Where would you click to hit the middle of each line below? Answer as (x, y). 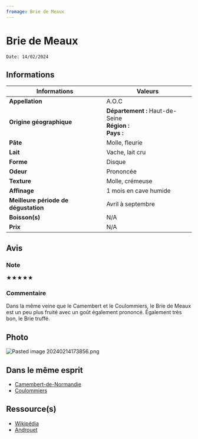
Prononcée (122, 172)
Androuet (26, 430)
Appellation (26, 101)
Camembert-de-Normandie (48, 384)
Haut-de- (163, 111)
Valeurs (148, 91)
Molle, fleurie (124, 143)
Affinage (22, 191)
